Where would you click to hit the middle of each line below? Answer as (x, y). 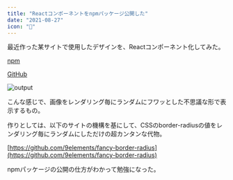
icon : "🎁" (22, 26)
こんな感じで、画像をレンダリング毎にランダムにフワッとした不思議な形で (114, 102)
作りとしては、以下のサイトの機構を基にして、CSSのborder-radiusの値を (112, 125)
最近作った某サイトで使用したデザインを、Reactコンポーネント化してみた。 (116, 47)
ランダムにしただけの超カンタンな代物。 (107, 134)
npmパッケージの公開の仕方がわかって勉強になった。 (83, 170)
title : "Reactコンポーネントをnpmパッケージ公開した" (78, 13)
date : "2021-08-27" (35, 20)
